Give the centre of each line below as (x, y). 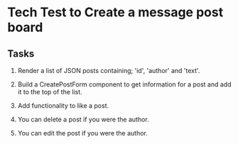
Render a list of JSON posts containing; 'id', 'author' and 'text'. (109, 71)
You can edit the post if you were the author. (82, 133)
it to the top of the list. (50, 92)
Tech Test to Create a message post (115, 12)
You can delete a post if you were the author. (83, 119)
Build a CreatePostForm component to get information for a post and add (124, 84)
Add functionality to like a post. (63, 106)
